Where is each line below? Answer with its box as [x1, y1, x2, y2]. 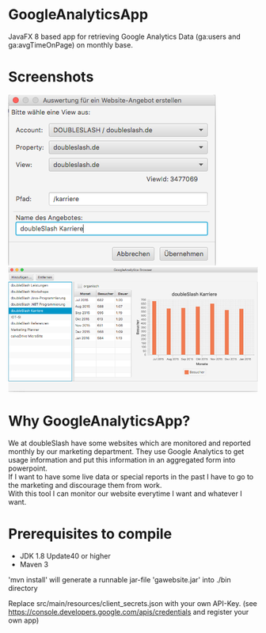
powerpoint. [8, 463, 47, 473]
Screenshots [8, 68, 94, 86]
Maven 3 [19, 559, 49, 569]
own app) [8, 616, 40, 625]
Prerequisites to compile [8, 525, 173, 543]
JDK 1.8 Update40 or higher [19, 551, 111, 560]
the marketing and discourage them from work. [8, 480, 162, 490]
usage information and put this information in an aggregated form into [8, 455, 236, 464]
